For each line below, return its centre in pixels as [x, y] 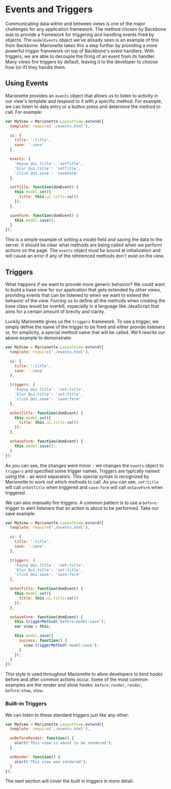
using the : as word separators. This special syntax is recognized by [77, 476]
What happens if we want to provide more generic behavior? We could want [85, 284]
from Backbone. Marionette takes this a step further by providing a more [81, 45]
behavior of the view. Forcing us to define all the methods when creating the [86, 301]
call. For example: [24, 112]
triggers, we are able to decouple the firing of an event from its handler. [80, 56]
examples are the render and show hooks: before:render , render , [74, 685]
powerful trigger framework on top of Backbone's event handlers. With [80, 51]
